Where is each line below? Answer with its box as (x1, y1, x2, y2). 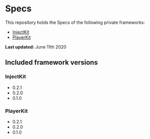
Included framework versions (5, 58, 98, 67)
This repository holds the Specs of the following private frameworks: (5, 19, 145, 25)
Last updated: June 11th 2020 (5, 44, 67, 50)
